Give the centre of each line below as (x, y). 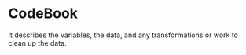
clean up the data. (37, 43)
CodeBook (43, 14)
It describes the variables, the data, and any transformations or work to (123, 35)
